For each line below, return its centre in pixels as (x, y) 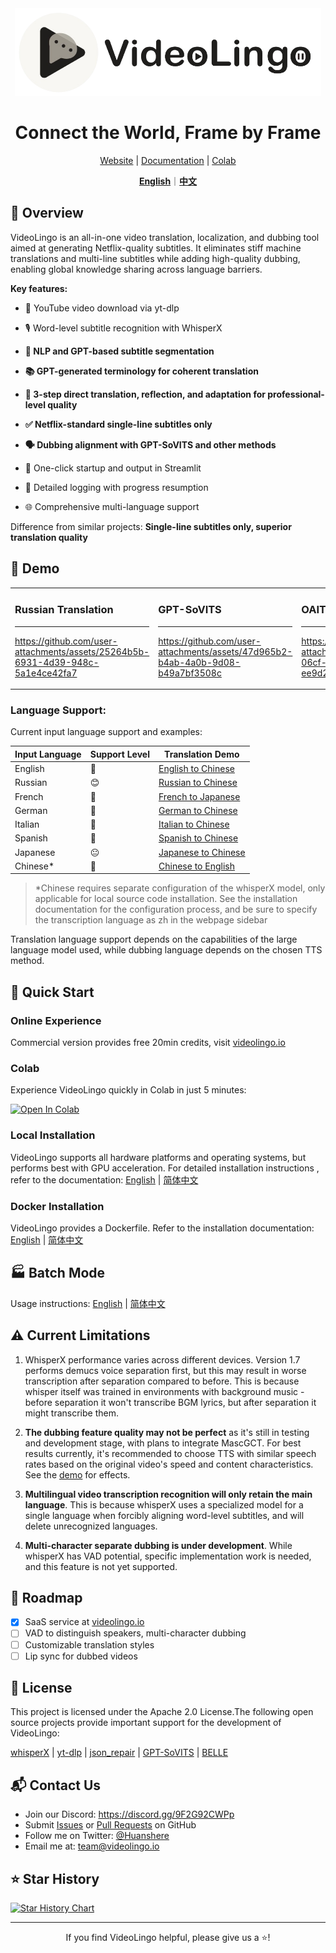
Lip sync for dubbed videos (81, 1656)
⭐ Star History (55, 1878)
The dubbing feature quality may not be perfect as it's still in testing (167, 1432)
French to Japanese (199, 796)
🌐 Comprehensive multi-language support (112, 506)
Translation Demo (202, 754)
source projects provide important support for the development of (146, 1723)
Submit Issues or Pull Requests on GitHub (110, 1825)
